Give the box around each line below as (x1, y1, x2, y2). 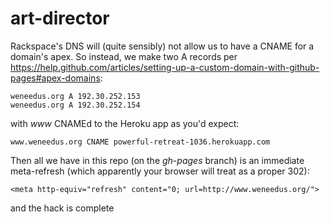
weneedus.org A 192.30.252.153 (10, 91, 141, 101)
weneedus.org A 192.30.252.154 (10, 100, 141, 110)
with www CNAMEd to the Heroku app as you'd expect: (10, 117, 240, 129)
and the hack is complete (10, 202, 115, 214)
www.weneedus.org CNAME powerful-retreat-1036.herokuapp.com (10, 137, 271, 147)
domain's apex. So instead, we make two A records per (10, 50, 238, 62)
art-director (10, 7, 110, 30)
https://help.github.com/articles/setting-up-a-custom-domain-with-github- (10, 61, 320, 73)
